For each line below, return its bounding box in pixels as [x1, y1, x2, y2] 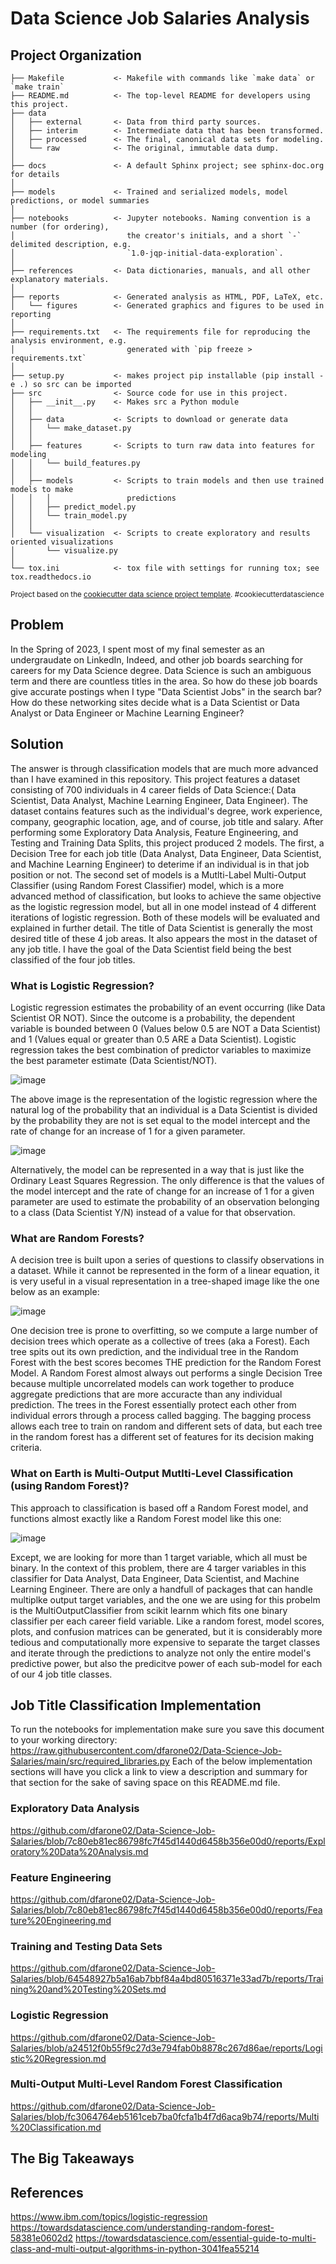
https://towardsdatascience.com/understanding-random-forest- [10, 2222, 275, 2234]
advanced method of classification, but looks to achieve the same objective [10, 890, 322, 902]
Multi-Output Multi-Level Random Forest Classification [10, 2077, 283, 2091]
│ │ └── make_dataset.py [10, 423, 132, 433]
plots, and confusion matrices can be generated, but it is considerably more [10, 1625, 323, 1637]
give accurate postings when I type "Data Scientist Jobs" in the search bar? [10, 685, 322, 697]
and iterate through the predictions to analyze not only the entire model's [10, 1647, 312, 1659]
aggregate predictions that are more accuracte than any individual [10, 1388, 283, 1401]
